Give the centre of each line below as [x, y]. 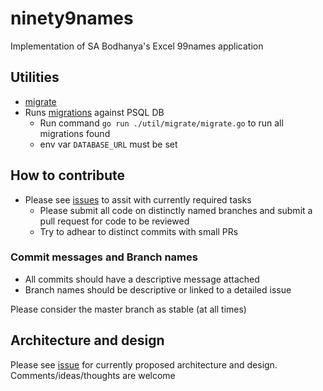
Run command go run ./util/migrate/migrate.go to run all [161, 123]
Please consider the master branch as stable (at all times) [128, 309]
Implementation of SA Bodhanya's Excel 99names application [137, 46]
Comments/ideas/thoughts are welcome [93, 375]
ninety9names [72, 18]
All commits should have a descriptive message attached [142, 279]
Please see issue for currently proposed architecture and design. [144, 364]
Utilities [35, 77]
